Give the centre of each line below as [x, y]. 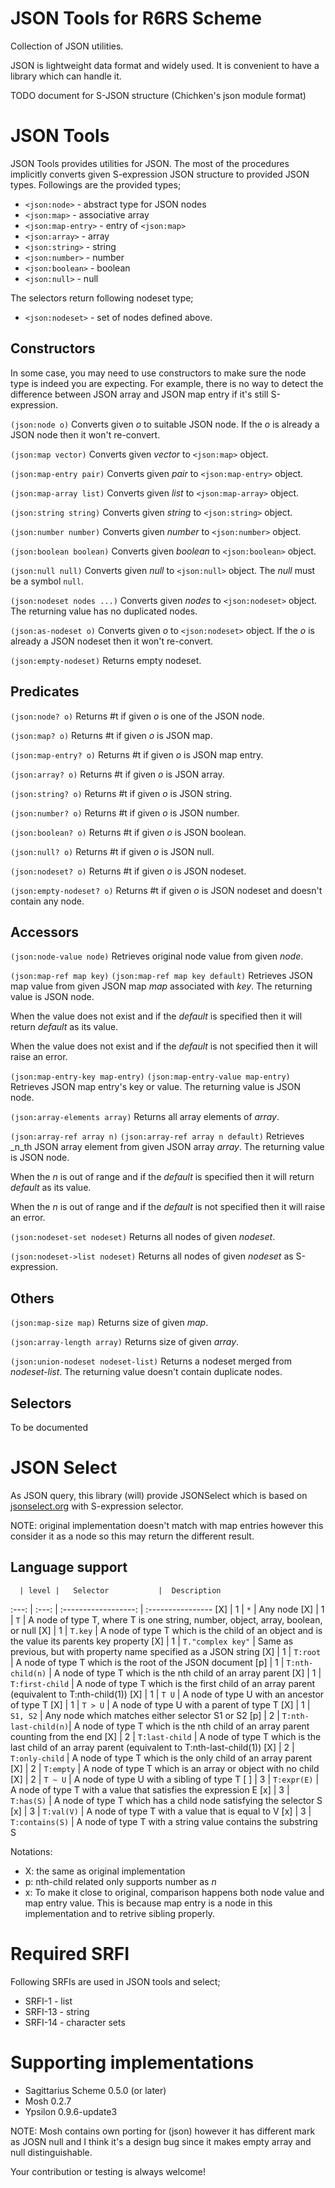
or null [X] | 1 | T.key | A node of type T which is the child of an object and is [166, 1630]
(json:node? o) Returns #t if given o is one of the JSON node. [137, 716]
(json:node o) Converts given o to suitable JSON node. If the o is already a [165, 424]
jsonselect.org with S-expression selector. [97, 1506]
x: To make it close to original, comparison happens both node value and [174, 1892]
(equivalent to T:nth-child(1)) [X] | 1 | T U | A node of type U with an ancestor [167, 1694]
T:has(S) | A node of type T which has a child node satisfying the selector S [166, 1800]
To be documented [49, 1427]
